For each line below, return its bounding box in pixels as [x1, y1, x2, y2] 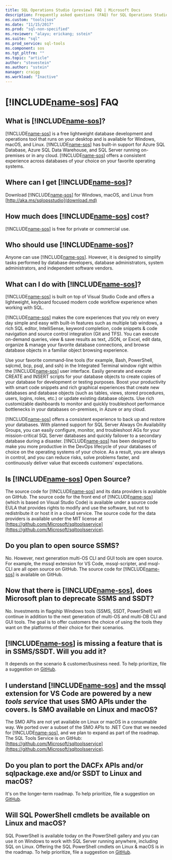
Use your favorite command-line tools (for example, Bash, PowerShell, [5, 357, 154, 364]
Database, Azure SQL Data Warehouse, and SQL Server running [5, 147, 140, 153]
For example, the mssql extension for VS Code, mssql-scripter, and [5, 560, 147, 566]
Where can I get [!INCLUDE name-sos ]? [5, 178, 132, 187]
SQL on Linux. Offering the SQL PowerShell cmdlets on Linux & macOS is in [5, 843, 164, 850]
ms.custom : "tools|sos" [5, 17, 56, 22]
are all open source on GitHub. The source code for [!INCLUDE [13, 566, 146, 572]
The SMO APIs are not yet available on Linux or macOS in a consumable [5, 719, 157, 725]
